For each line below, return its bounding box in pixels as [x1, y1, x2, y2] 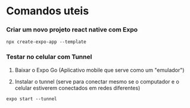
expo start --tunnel [6, 95, 58, 102]
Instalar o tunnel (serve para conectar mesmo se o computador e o [14, 78, 180, 85]
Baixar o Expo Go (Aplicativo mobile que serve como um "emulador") [14, 66, 185, 73]
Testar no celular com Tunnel [6, 53, 92, 61]
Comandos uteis [6, 4, 89, 18]
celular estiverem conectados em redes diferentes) [14, 84, 141, 91]
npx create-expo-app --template [6, 39, 86, 45]
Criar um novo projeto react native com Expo [6, 26, 138, 34]
